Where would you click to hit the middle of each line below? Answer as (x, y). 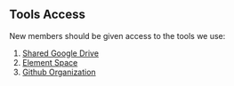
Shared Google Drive (61, 53)
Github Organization (59, 72)
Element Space (50, 62)
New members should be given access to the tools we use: (117, 35)
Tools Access (48, 15)
